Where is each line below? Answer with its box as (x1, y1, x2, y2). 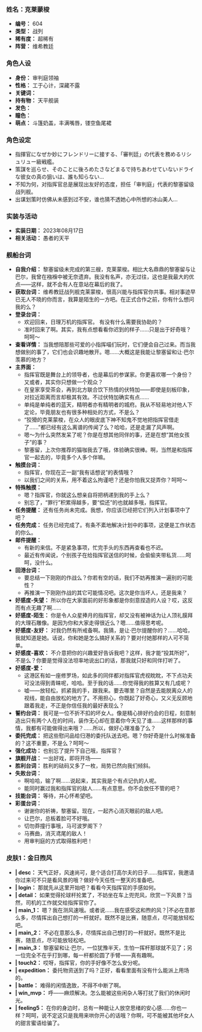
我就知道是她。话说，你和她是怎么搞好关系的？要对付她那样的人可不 (14, 634, 184, 641)
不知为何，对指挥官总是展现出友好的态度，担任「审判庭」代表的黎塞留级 (14, 181, 194, 188)
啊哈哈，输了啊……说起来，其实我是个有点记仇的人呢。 (23, 777, 160, 785)
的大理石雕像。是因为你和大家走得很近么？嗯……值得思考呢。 (14, 619, 167, 626)
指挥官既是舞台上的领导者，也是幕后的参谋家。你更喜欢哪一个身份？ (23, 371, 193, 379)
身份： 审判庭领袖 (14, 74, 59, 81)
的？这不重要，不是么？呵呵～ (14, 740, 89, 747)
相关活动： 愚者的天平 (14, 235, 70, 242)
